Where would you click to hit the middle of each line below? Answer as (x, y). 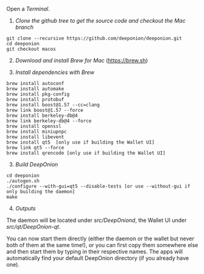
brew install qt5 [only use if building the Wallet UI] (81, 143)
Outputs (25, 208)
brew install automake (35, 89)
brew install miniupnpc (37, 131)
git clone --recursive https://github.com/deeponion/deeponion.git (94, 39)
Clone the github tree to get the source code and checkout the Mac (100, 20)
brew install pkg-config (38, 94)
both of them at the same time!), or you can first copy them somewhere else (102, 245)
